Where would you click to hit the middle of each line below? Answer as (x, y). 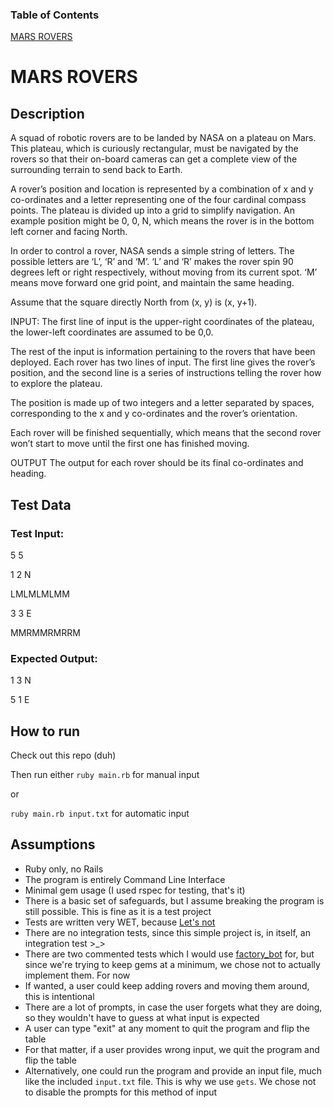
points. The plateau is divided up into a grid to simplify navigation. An (152, 210)
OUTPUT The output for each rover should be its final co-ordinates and (157, 463)
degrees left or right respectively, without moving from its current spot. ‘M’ (164, 272)
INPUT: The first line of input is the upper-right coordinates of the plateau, (162, 322)
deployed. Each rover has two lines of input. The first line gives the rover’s (163, 362)
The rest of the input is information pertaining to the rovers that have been (163, 352)
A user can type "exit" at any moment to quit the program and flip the (167, 1028)
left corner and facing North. (69, 232)
